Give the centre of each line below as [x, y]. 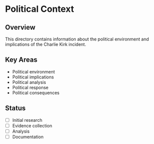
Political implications [33, 77]
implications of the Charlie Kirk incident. [46, 44]
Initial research [27, 120]
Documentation [28, 137]
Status [15, 108]
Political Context [40, 9]
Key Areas [21, 60]
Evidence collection [32, 126]
